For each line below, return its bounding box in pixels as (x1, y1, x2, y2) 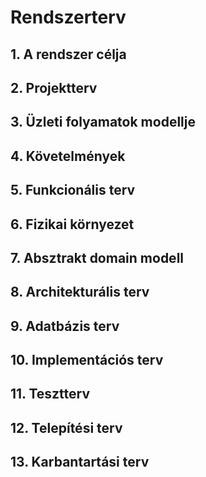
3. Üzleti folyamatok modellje (10, 114, 196, 131)
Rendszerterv (10, 6, 127, 29)
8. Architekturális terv (10, 284, 150, 301)
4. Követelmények (10, 147, 126, 165)
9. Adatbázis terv (10, 317, 120, 335)
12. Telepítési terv (10, 419, 123, 436)
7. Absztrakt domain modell (10, 249, 185, 266)
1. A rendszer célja (10, 46, 127, 63)
